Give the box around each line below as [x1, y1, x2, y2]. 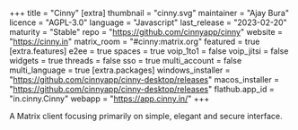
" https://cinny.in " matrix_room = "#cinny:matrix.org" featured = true [9, 36, 260, 47]
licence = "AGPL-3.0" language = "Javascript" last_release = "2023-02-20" [9, 17, 287, 28]
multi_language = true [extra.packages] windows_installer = [9, 65, 231, 75]
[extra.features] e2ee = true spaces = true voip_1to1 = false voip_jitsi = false [9, 46, 289, 56]
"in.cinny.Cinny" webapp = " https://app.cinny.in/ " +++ [9, 93, 210, 104]
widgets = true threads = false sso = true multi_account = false [9, 56, 242, 65]
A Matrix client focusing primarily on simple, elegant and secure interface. [9, 111, 283, 121]
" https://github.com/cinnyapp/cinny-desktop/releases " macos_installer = [9, 74, 280, 84]
